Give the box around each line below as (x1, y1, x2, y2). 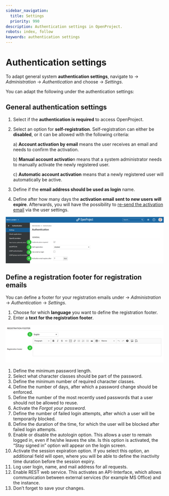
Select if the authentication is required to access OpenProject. (13, 116, 144, 122)
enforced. (13, 389, 34, 395)
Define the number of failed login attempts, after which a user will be (13, 410, 155, 416)
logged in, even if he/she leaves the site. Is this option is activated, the (13, 437, 158, 443)
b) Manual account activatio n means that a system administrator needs (13, 156, 162, 162)
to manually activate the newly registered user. (13, 161, 110, 168)
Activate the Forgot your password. (13, 405, 86, 411)
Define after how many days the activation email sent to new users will (13, 196, 162, 202)
